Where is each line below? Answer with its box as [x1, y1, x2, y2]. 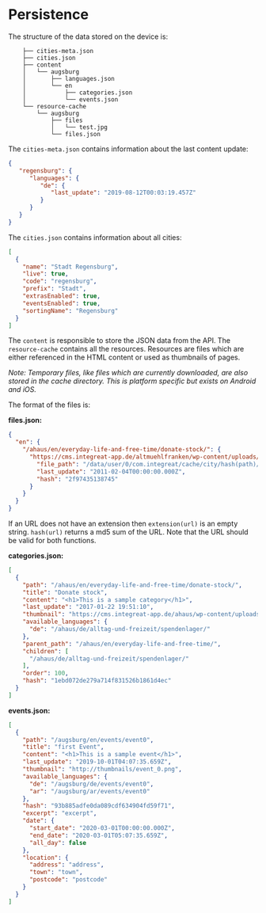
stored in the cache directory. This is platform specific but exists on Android [8, 376, 256, 386]
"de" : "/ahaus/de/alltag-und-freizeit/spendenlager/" [28, 626, 211, 633]
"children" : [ [22, 647, 69, 655]
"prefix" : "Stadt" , [22, 285, 87, 293]
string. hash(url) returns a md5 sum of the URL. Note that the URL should [8, 527, 249, 537]
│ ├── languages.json [22, 74, 115, 82]
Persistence [8, 6, 89, 24]
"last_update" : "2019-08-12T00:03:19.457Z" [50, 188, 196, 197]
